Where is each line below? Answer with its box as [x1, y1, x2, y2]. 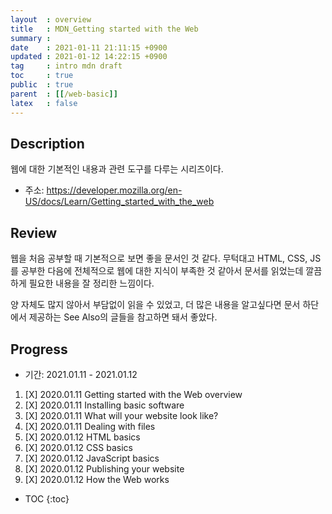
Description [10, 135, 85, 152]
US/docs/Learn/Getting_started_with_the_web [24, 196, 215, 208]
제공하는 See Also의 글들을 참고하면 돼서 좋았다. [28, 311, 218, 323]
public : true [10, 80, 74, 90]
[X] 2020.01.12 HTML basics [24, 431, 141, 443]
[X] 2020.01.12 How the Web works [24, 473, 170, 485]
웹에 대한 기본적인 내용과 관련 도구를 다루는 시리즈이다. [10, 163, 224, 175]
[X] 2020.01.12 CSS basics [24, 441, 133, 453]
